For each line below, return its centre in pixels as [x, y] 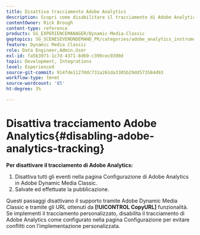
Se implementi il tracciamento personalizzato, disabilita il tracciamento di [95, 213]
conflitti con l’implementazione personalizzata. [63, 226]
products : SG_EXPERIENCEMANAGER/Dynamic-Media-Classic [76, 34]
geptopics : [20, 39]
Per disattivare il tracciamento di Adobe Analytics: [70, 165]
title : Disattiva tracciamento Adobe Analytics [66, 12]
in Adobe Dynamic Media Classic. [56, 183]
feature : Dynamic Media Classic [46, 45]
